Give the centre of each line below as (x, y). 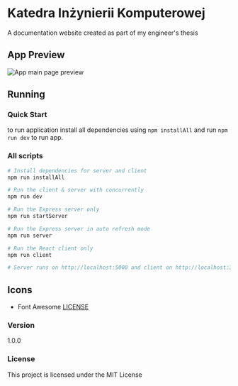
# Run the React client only (50, 248)
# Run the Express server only (53, 210)
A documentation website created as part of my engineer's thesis (103, 33)
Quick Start (27, 115)
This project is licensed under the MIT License (75, 375)
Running (27, 95)
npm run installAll (36, 177)
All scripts (25, 156)
